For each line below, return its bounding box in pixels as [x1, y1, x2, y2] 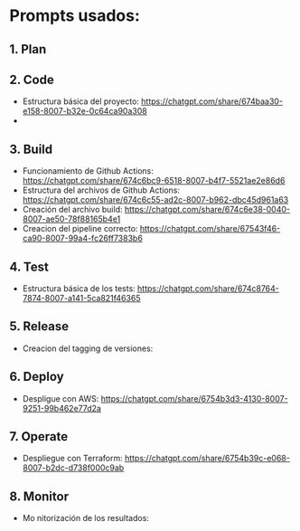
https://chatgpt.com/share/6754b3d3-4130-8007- [100, 393, 288, 403]
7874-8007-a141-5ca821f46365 [22, 293, 141, 304]
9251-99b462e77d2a [22, 403, 102, 413]
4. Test [9, 259, 50, 274]
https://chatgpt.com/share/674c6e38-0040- [124, 204, 291, 215]
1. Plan [9, 42, 47, 57]
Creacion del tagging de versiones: [22, 343, 154, 354]
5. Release [9, 318, 70, 335]
